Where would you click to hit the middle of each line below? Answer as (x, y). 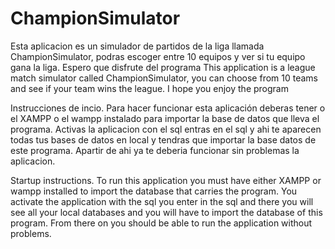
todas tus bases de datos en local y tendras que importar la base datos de (163, 139)
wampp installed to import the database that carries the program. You (154, 191)
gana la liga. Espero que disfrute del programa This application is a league (163, 67)
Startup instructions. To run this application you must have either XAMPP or (166, 180)
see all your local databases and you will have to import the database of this (166, 212)
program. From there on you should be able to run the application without (161, 223)
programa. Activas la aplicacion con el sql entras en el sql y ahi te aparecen (166, 129)
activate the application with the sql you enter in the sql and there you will (162, 201)
